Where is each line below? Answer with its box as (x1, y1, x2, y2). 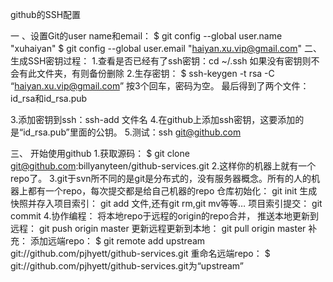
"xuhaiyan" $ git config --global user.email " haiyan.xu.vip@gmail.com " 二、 (10, 43, 322, 54)
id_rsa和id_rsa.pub (10, 93, 88, 104)
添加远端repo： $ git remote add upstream (29, 235, 206, 247)
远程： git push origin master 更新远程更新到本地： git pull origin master (10, 223, 307, 234)
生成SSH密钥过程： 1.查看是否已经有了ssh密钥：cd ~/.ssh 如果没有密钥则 (10, 55, 312, 67)
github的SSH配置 (10, 9, 82, 20)
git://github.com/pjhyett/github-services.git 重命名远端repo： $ (10, 248, 271, 259)
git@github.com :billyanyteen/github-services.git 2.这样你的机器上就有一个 (10, 160, 317, 172)
